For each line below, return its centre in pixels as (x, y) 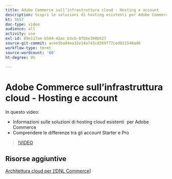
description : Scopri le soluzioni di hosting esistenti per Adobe (78, 15)
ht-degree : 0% (20, 57)
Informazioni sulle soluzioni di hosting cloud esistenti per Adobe (81, 122)
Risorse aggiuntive (36, 159)
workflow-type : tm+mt (28, 48)
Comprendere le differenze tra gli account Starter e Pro (71, 133)
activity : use (20, 34)
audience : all (20, 29)
